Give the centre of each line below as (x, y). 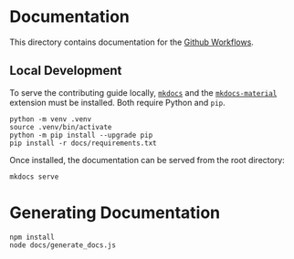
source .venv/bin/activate (61, 127)
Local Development (66, 71)
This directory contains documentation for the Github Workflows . (131, 42)
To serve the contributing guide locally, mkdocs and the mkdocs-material (143, 92)
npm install (32, 237)
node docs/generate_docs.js (63, 245)
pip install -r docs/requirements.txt (83, 143)
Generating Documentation (115, 212)
